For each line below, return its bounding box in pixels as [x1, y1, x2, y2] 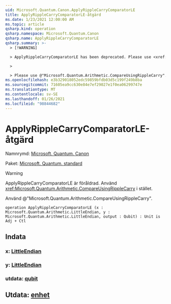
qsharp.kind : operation [5, 26, 56, 32]
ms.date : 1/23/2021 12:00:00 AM [5, 17, 74, 22]
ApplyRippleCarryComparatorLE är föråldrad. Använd [5, 180, 117, 186]
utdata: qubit [5, 275, 38, 282]
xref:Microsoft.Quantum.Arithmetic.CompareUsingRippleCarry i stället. [5, 186, 153, 192]
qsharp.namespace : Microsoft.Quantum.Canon [5, 31, 99, 36]
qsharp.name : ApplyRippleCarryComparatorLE [5, 36, 99, 41]
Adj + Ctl [5, 219, 26, 224]
